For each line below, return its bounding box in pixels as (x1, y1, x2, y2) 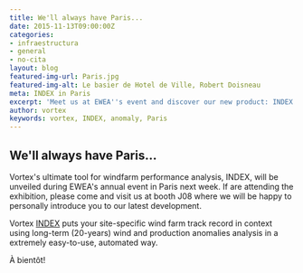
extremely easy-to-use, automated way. (9, 237, 158, 248)
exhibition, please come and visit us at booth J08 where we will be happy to (9, 191, 292, 202)
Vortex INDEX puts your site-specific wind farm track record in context (9, 218, 273, 229)
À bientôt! (9, 254, 46, 265)
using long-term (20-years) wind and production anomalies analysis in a (9, 227, 279, 238)
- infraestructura (9, 38, 79, 48)
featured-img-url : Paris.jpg (9, 72, 119, 81)
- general (9, 47, 47, 56)
